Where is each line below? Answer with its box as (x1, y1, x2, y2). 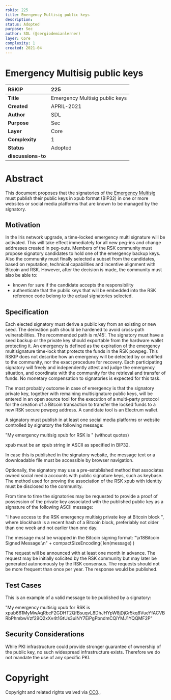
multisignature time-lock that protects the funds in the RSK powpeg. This (5, 348, 158, 354)
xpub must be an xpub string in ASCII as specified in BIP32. (5, 442, 130, 448)
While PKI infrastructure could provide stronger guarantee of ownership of (5, 643, 161, 650)
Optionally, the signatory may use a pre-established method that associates (5, 467, 164, 473)
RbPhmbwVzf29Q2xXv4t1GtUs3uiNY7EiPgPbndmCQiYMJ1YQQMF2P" (5, 615, 153, 621)
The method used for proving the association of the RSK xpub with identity (5, 478, 162, 484)
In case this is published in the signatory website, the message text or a (5, 452, 155, 458)
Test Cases (5, 581, 42, 589)
